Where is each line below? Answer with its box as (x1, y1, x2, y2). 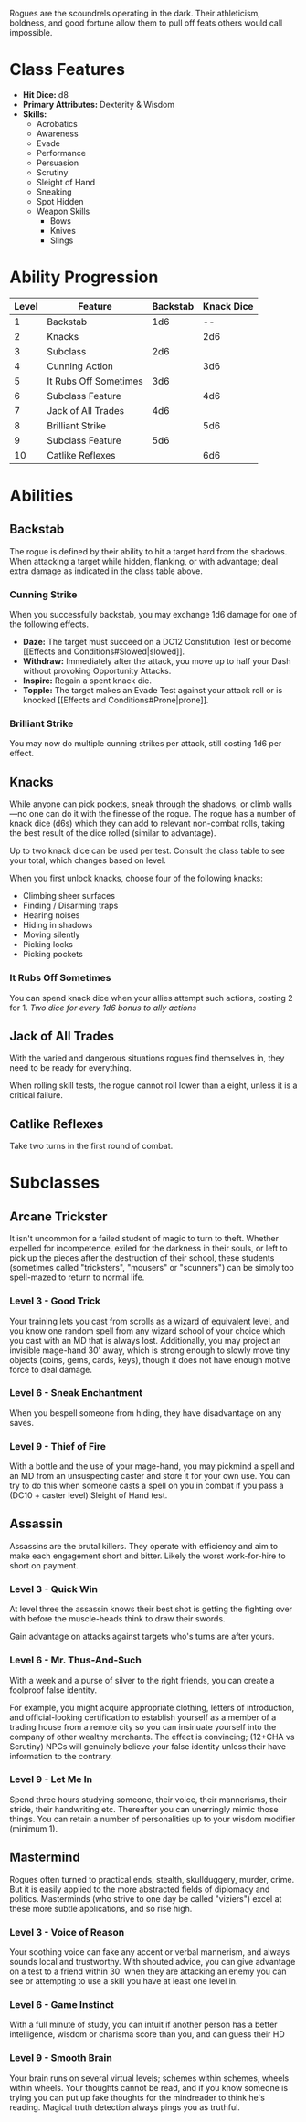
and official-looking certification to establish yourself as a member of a (9, 1712, 277, 1723)
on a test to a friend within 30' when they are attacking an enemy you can (9, 1966, 287, 1977)
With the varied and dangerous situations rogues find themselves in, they (9, 1052, 285, 1063)
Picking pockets (22, 949, 84, 960)
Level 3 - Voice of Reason (9, 1926, 125, 1938)
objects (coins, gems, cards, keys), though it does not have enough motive (9, 1354, 290, 1365)
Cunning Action (47, 360, 114, 373)
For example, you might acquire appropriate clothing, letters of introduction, (9, 1702, 295, 1713)
